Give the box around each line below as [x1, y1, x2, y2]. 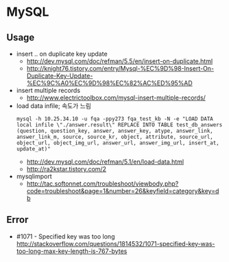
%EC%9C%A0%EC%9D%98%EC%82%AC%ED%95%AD [26, 79, 193, 87]
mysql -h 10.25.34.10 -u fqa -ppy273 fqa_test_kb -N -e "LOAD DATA [16, 116, 213, 122]
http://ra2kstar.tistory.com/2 [26, 165, 107, 173]
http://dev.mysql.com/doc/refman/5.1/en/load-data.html [26, 157, 184, 166]
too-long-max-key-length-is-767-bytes [16, 247, 128, 255]
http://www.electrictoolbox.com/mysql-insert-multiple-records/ [26, 94, 206, 102]
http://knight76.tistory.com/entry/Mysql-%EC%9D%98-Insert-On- [26, 65, 214, 72]
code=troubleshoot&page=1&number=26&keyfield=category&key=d [26, 187, 219, 195]
